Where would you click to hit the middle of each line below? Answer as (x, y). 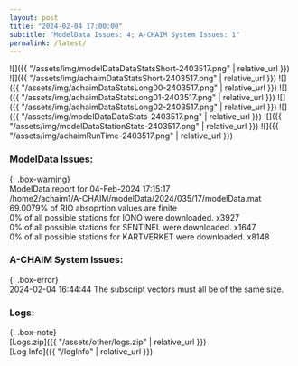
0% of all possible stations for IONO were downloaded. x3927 (125, 217)
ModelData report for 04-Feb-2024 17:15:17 (90, 188)
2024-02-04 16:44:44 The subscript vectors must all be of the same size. (147, 289)
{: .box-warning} (40, 179)
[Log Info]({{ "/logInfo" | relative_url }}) (81, 352)
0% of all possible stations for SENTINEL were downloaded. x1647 (133, 227)
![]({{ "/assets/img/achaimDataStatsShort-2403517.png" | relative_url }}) (143, 79)
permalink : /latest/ (48, 43)
